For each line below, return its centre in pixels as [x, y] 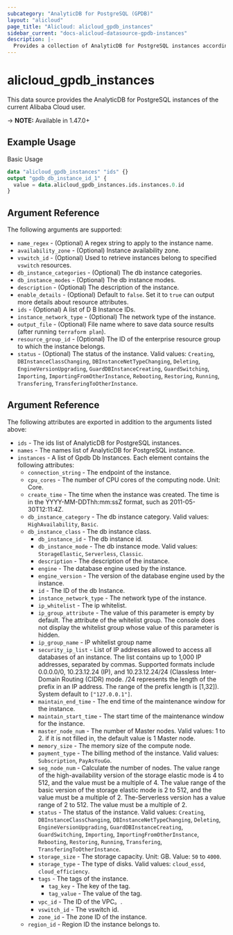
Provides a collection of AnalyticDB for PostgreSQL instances [106, 46]
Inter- [209, 672]
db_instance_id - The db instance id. [90, 539]
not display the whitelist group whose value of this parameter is [129, 627]
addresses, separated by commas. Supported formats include [126, 664]
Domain [49, 679]
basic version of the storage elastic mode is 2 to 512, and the [125, 790]
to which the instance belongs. [61, 347]
